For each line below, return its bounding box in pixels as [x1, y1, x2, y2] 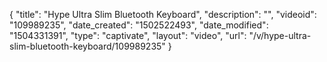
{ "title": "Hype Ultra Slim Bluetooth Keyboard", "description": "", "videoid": [9, 9, 317, 20]
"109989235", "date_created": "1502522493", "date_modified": [9, 19, 269, 31]
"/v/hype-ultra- [248, 30, 312, 41]
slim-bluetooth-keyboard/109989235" [9, 40, 166, 52]
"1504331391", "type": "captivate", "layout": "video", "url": [9, 30, 247, 41]
